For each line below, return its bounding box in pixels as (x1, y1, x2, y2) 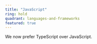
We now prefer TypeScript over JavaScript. (5, 34, 92, 40)
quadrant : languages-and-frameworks (5, 16, 80, 21)
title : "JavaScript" (5, 7, 48, 12)
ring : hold (5, 12, 27, 16)
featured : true (5, 20, 36, 26)
